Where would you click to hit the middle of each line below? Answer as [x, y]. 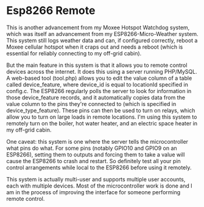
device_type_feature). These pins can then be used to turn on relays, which [101, 110]
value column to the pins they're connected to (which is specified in [91, 103]
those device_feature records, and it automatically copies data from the [96, 97]
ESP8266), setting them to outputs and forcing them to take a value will [96, 154]
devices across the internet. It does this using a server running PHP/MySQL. [102, 71]
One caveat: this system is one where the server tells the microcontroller [97, 141]
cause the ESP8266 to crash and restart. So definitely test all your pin [93, 161]
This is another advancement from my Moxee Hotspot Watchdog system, [98, 27]
